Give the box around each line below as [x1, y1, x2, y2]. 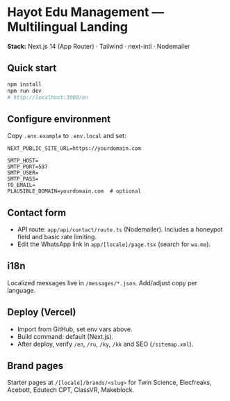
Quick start [7, 62, 57, 74]
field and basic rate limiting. [17, 233, 97, 241]
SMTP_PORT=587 [7, 163, 49, 171]
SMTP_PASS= [7, 176, 39, 183]
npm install [7, 81, 42, 88]
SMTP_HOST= [7, 158, 39, 165]
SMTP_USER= [7, 169, 39, 176]
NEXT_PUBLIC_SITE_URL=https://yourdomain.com [7, 145, 141, 152]
